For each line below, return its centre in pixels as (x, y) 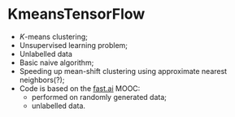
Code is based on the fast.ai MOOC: (80, 88)
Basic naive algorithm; (57, 63)
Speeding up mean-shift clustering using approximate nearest (123, 71)
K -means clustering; (54, 37)
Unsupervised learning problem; (73, 45)
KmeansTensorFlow (76, 14)
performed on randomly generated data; (99, 97)
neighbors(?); (42, 80)
